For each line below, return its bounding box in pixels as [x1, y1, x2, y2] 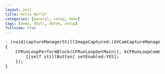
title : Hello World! [5, 12, 48, 17]
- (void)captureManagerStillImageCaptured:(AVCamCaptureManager [5, 39, 164, 45]
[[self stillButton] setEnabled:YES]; [26, 54, 119, 60]
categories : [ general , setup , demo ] [5, 16, 80, 21]
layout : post [5, 7, 32, 12]
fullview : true [5, 26, 36, 31]
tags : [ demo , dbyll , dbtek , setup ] [5, 21, 78, 26]
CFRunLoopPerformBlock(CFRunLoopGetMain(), [15, 49, 122, 55]
